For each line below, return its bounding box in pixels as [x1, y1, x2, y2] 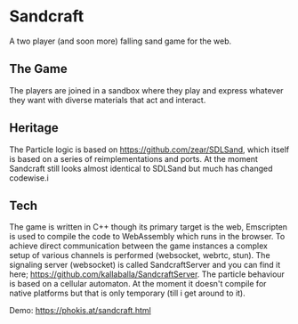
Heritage [9, 120, 60, 135]
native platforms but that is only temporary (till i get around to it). [9, 288, 246, 299]
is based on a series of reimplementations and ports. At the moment [9, 153, 258, 164]
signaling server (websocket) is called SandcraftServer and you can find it [9, 260, 281, 271]
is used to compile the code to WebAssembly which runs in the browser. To [9, 231, 286, 242]
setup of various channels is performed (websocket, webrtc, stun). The [9, 250, 270, 261]
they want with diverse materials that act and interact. [9, 94, 206, 105]
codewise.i [9, 172, 49, 183]
